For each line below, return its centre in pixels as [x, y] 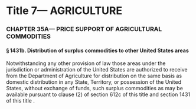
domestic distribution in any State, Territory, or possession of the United [94, 82]
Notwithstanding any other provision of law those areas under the [86, 63]
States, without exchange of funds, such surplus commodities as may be [94, 88]
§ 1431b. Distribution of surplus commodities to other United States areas [97, 50]
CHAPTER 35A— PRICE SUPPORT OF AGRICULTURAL [84, 29]
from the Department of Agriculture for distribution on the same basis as [94, 76]
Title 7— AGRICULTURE [64, 11]
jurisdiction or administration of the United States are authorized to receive [97, 70]
